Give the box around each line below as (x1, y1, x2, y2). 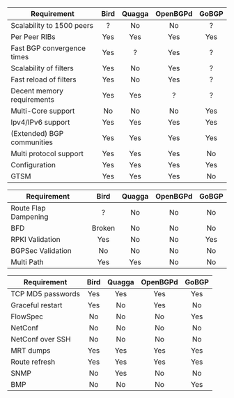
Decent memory (10, 86, 64, 95)
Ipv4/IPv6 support (10, 118, 70, 127)
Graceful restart (10, 300, 63, 309)
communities (10, 137, 54, 147)
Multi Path (10, 257, 44, 267)
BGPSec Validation (10, 246, 72, 255)
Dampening (10, 212, 49, 222)
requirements (10, 95, 54, 104)
